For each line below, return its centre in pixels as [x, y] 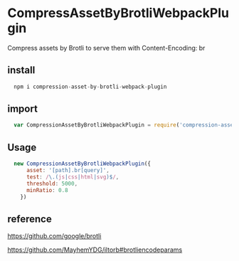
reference [30, 219]
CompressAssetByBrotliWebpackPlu [118, 13]
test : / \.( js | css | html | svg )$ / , [73, 177]
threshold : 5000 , [52, 183]
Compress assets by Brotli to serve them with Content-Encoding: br [106, 48]
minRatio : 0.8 [47, 190]
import [22, 109]
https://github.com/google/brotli [54, 236]
